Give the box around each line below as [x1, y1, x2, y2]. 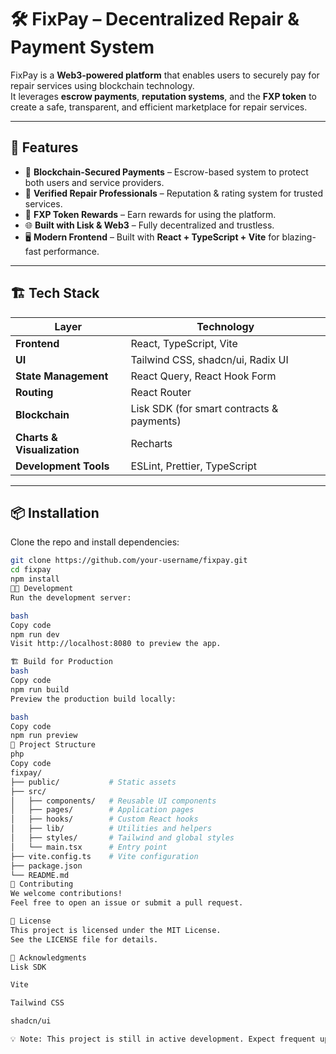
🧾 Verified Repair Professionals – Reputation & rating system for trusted [24, 187, 323, 199]
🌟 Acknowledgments [10, 952, 87, 963]
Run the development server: [10, 592, 132, 603]
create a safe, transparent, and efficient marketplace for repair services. [10, 101, 308, 113]
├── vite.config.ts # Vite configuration [10, 851, 199, 861]
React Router [130, 385, 192, 399]
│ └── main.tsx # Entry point [10, 842, 168, 852]
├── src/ [10, 786, 47, 796]
